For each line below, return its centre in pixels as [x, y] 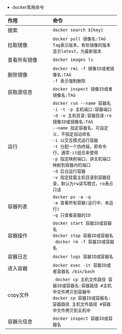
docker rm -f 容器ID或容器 [85, 242]
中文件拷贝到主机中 [72, 310]
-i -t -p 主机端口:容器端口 [82, 110]
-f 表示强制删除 [69, 81]
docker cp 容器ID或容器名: [82, 298]
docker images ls [73, 60]
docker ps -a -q [72, 197]
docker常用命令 [28, 7]
